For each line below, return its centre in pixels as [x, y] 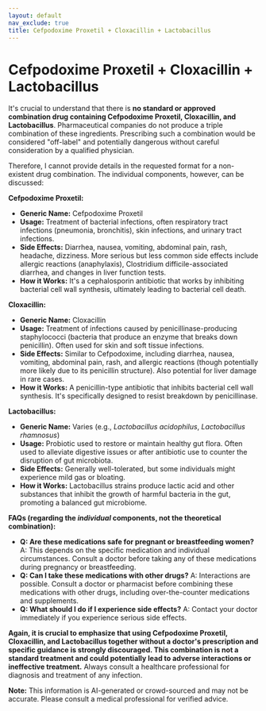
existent [21, 175]
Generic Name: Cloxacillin [63, 320]
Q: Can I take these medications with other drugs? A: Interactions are [135, 575]
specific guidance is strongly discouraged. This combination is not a [123, 650]
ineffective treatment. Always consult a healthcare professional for [119, 667]
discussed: [26, 183]
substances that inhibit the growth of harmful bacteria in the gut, [125, 494]
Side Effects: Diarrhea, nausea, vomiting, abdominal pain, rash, [123, 248]
